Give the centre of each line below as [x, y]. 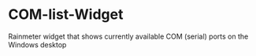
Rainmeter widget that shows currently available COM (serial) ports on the [128, 36]
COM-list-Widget [66, 15]
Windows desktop [37, 44]
